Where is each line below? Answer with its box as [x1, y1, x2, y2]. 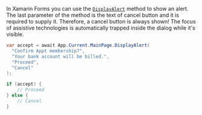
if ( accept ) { [6, 81, 42, 87]
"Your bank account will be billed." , [11, 54, 110, 60]
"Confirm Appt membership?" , [11, 48, 85, 54]
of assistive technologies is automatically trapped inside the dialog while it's [6, 24, 195, 31]
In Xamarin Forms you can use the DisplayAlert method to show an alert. [6, 5, 189, 12]
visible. [6, 31, 24, 38]
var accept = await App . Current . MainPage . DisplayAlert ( [6, 42, 150, 48]
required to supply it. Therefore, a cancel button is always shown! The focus [6, 18, 197, 25]
